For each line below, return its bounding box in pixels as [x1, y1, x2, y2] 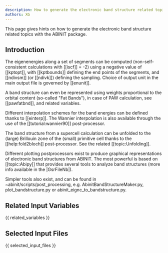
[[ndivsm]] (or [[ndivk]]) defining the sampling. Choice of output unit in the [5, 74, 159, 80]
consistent [5, 64, 27, 70]
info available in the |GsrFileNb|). [5, 166, 73, 172]
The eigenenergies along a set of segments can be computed [5, 58, 132, 65]
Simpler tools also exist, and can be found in [5, 176, 96, 182]
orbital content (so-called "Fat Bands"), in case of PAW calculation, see [5, 95, 152, 101]
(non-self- [133, 58, 154, 65]
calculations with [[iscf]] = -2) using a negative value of [27, 64, 142, 70]
